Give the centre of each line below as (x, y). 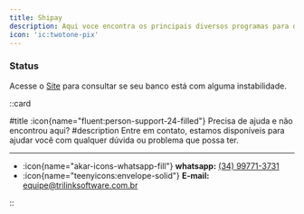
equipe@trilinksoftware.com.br (80, 185)
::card (20, 103)
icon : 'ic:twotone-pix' (54, 34)
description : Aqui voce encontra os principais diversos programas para (149, 26)
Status (24, 66)
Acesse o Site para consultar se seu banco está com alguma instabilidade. (148, 86)
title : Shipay (36, 18)
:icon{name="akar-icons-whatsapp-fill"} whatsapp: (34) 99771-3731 (151, 166)
